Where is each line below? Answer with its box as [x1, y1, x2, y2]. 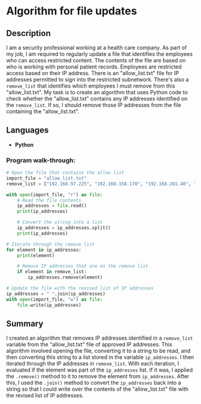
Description [6, 28, 51, 38]
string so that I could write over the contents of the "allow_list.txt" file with [6, 385, 189, 393]
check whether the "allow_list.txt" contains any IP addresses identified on [6, 95, 188, 102]
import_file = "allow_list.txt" [6, 175, 87, 181]
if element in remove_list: [17, 269, 87, 275]
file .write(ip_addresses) [17, 302, 82, 308]
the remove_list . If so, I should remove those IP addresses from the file [6, 101, 181, 109]
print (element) [17, 252, 55, 259]
